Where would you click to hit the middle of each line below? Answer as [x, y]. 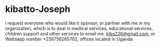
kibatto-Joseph [38, 9]
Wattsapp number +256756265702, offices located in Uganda [69, 39]
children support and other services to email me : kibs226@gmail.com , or [80, 33]
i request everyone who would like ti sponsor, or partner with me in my [78, 23]
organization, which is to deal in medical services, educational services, [79, 28]
